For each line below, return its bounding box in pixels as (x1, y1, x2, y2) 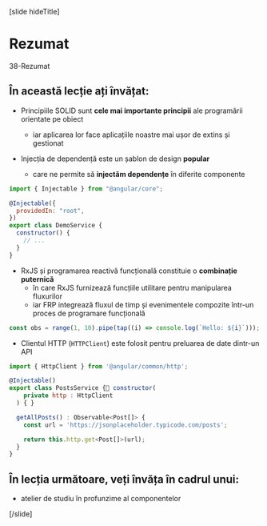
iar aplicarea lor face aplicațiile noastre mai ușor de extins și (32, 130, 230, 139)
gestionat (32, 138, 64, 147)
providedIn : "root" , (16, 207, 85, 215)
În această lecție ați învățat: (9, 84, 149, 98)
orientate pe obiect (20, 114, 84, 123)
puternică (20, 274, 54, 283)
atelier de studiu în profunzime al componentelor (20, 494, 181, 504)
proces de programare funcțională (32, 308, 146, 318)
